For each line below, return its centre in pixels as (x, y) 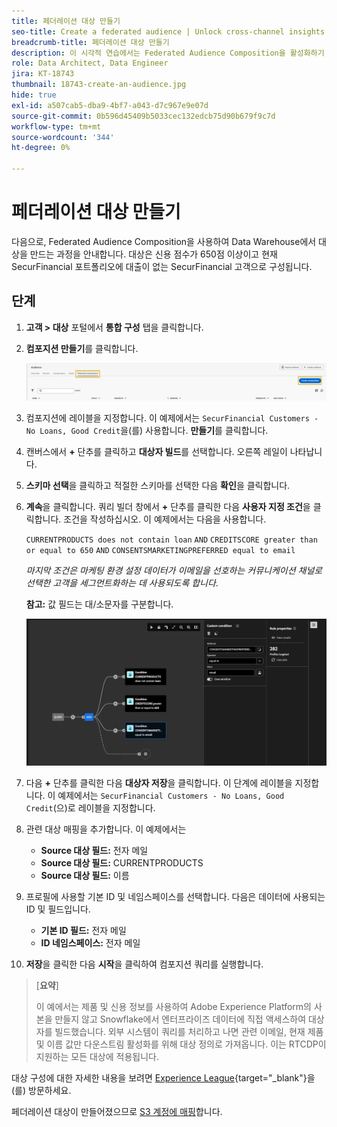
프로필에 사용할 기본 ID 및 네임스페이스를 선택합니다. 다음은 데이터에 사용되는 (175, 897)
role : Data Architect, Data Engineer (90, 63)
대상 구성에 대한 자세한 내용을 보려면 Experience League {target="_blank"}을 (163, 1078)
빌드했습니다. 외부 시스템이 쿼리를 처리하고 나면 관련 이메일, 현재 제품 (189, 1032)
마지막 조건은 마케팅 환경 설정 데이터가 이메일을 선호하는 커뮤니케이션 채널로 (174, 570)
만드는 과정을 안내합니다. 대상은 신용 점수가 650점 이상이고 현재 (153, 254)
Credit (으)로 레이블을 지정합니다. (90, 808)
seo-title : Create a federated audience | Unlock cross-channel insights (168, 31)
